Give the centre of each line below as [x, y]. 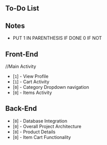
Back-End [21, 108]
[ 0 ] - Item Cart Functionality [42, 137]
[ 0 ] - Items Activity [32, 93]
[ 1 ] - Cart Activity [31, 82]
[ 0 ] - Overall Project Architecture [47, 126]
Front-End [22, 54]
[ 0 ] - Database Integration [40, 121]
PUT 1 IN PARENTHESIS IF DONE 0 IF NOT [57, 38]
